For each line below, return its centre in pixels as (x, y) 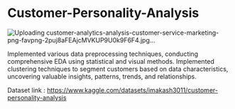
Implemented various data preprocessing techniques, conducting (103, 54)
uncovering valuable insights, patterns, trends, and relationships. (102, 76)
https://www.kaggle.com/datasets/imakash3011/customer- (133, 90)
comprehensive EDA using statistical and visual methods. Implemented (111, 61)
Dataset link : (27, 90)
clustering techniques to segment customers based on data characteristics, (118, 69)
